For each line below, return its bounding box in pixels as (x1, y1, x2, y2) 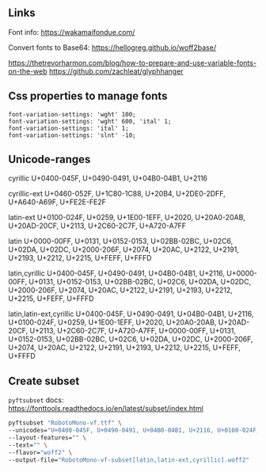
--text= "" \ (8, 441, 47, 449)
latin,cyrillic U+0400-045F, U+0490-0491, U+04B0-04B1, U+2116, (8, 268, 226, 278)
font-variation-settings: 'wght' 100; (8, 110, 136, 118)
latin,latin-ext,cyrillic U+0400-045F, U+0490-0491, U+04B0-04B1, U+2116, (8, 309, 254, 319)
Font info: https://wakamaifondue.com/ (8, 27, 135, 36)
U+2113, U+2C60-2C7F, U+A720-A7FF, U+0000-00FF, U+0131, (29, 326, 236, 336)
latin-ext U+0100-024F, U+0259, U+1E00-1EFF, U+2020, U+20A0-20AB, (8, 213, 245, 223)
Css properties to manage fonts (8, 89, 168, 103)
